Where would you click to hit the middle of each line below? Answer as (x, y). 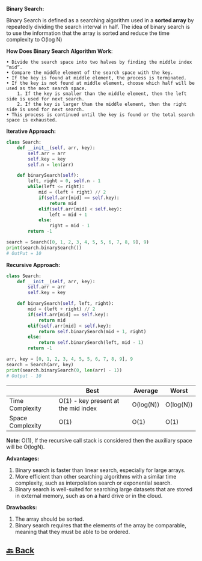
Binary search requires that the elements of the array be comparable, (100, 525)
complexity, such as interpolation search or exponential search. (93, 483)
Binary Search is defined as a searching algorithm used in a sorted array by (100, 20)
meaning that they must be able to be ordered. (72, 532)
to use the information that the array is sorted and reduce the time (88, 33)
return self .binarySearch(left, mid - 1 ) (91, 343)
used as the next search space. (47, 88)
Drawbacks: (22, 507)
